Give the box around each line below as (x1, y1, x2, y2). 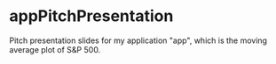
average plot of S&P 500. (9, 44, 101, 54)
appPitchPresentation (9, 6, 174, 26)
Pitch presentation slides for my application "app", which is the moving (9, 35, 268, 46)
